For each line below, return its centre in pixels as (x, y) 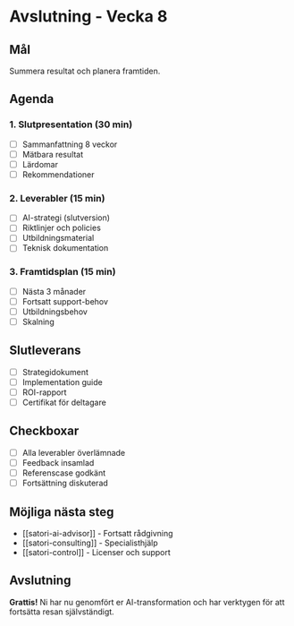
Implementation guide (62, 382)
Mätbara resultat (53, 154)
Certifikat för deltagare (64, 403)
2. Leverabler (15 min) (57, 198)
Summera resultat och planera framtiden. (85, 71)
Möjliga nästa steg (62, 512)
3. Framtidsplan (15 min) (63, 272)
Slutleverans (46, 351)
